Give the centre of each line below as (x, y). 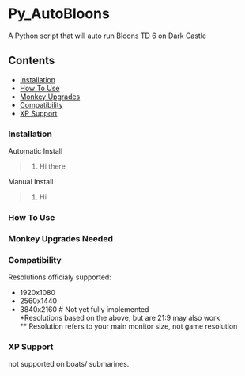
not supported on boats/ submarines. (69, 364)
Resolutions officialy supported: (60, 277)
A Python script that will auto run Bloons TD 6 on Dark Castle (107, 36)
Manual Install (31, 182)
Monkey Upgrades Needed (60, 238)
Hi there (52, 166)
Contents (32, 61)
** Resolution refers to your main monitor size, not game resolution (128, 326)
